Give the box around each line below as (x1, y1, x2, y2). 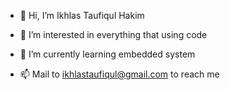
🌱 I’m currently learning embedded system (19, 48, 196, 60)
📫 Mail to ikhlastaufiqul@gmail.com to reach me (19, 68, 220, 80)
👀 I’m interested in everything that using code (19, 29, 208, 40)
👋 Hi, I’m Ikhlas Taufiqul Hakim (19, 10, 145, 21)
